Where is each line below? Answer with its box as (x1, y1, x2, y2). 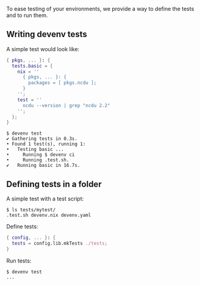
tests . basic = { (12, 63, 53, 69)
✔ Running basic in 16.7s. (6, 163, 80, 169)
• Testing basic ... (6, 146, 64, 153)
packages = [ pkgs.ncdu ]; (28, 80, 97, 86)
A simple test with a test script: (6, 195, 84, 203)
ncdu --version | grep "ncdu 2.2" (22, 102, 111, 108)
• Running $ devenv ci (6, 152, 75, 158)
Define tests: (6, 223, 38, 230)
